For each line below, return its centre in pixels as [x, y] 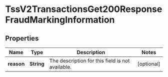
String [37, 64]
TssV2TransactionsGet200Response [84, 9]
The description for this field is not [89, 61]
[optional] [149, 64]
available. [60, 67]
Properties [22, 38]
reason [16, 64]
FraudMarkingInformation [60, 20]
